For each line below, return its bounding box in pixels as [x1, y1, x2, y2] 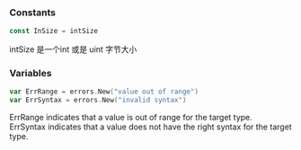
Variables [9, 67, 52, 80]
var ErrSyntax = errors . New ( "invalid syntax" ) [9, 96, 187, 105]
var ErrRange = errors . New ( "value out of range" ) [9, 87, 199, 96]
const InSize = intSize [9, 27, 99, 36]
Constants [9, 6, 57, 19]
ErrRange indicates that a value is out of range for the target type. [9, 112, 253, 123]
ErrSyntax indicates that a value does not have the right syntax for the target [9, 121, 292, 132]
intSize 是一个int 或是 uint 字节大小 [9, 44, 137, 55]
